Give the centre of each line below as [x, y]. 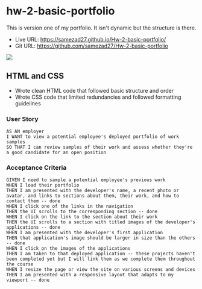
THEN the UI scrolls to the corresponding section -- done [82, 212]
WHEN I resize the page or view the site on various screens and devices [101, 270]
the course [20, 264]
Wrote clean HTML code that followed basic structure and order [94, 90]
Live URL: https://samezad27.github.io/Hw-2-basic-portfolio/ [90, 39]
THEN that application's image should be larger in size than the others [101, 238]
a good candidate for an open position [56, 153]
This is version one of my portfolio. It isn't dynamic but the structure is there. [101, 28]
